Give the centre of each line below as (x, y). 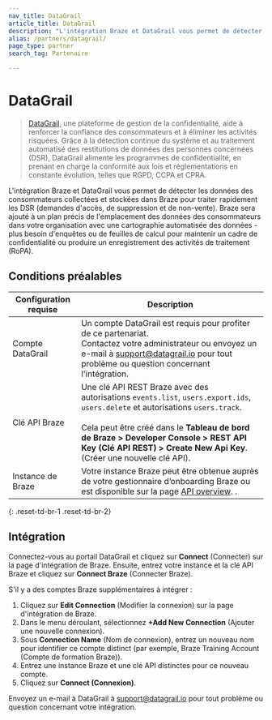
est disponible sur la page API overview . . (159, 491)
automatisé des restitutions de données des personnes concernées (140, 149)
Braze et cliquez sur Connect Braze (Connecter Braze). (101, 573)
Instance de (35, 476)
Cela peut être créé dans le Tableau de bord (165, 427)
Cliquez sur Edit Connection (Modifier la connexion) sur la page (127, 605)
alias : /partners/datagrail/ (57, 39)
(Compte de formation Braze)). (71, 657)
